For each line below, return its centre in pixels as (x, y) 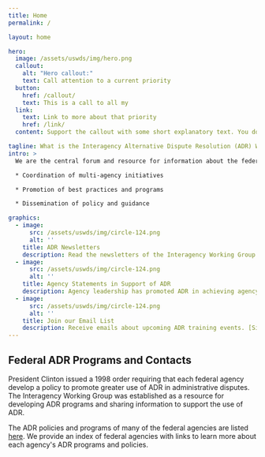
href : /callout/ (49, 96)
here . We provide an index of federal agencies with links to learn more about (132, 436)
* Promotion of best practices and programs (90, 189)
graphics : (24, 218)
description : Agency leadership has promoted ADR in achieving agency (141, 291)
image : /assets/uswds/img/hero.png (74, 59)
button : (28, 88)
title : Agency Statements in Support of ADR (97, 284)
